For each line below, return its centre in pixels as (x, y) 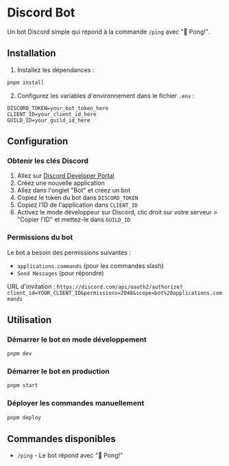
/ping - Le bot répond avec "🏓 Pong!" (70, 456)
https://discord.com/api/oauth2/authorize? (120, 287)
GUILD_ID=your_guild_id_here (49, 120)
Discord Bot (41, 13)
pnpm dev (20, 354)
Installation (32, 53)
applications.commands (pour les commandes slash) (91, 265)
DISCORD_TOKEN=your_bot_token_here (58, 108)
